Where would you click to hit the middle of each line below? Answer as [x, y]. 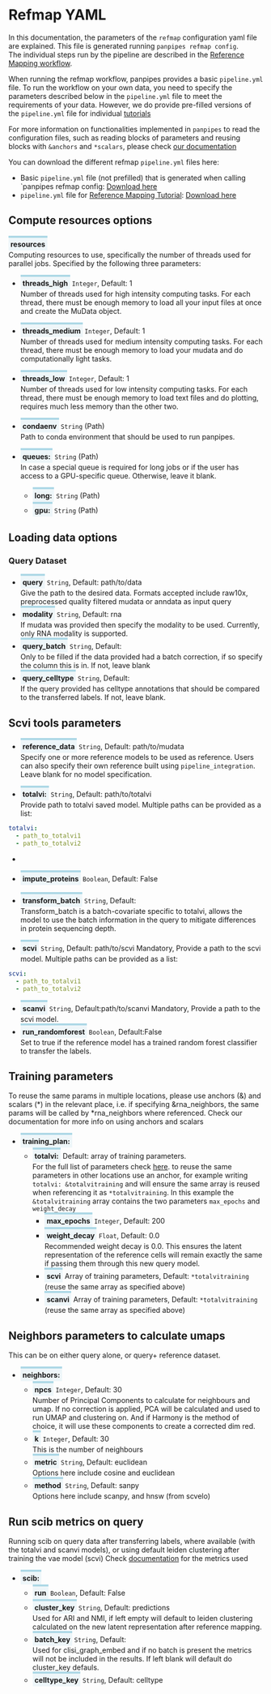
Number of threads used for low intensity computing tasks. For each [134, 389]
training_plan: [46, 1142]
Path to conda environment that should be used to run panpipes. [127, 436]
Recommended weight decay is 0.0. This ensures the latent [143, 1246]
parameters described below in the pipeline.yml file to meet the [115, 96]
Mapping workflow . [40, 63]
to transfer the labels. [55, 1051]
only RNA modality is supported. [74, 633]
